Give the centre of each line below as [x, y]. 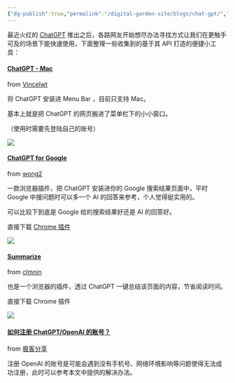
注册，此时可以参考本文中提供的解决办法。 [74, 372]
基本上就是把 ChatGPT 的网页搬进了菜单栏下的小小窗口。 [90, 114]
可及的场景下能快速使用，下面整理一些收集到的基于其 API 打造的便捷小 [109, 43]
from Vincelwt [27, 84]
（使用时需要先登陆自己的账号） [53, 128]
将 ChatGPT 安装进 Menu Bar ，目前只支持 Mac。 [79, 98]
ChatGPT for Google [37, 158]
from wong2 [25, 174]
